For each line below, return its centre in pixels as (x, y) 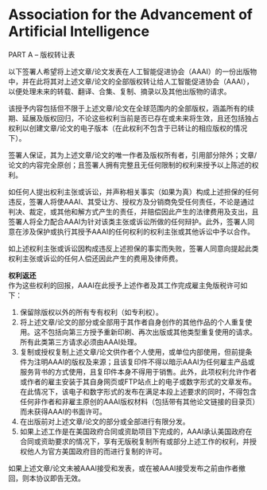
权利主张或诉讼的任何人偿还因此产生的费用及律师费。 (95, 258)
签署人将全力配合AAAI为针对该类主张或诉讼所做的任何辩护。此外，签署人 (128, 221)
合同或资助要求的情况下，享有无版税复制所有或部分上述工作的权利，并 (135, 441)
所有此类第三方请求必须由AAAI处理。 (80, 342)
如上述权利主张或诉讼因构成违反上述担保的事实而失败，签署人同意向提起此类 (133, 248)
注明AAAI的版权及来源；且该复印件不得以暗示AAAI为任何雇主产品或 (145, 362)
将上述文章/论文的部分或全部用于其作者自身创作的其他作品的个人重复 (132, 322)
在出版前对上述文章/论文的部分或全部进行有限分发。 (104, 421)
